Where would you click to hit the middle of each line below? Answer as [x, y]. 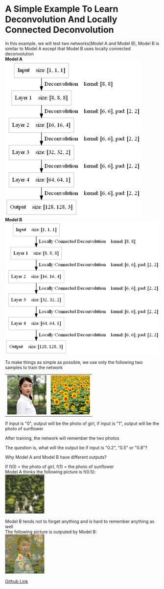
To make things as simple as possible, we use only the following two [74, 362]
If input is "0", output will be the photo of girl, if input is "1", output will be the [82, 424]
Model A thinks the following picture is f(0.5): [50, 472]
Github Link [17, 582]
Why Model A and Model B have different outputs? [56, 457]
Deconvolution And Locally [61, 19]
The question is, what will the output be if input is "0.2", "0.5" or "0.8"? [76, 448]
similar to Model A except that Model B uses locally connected [68, 48]
